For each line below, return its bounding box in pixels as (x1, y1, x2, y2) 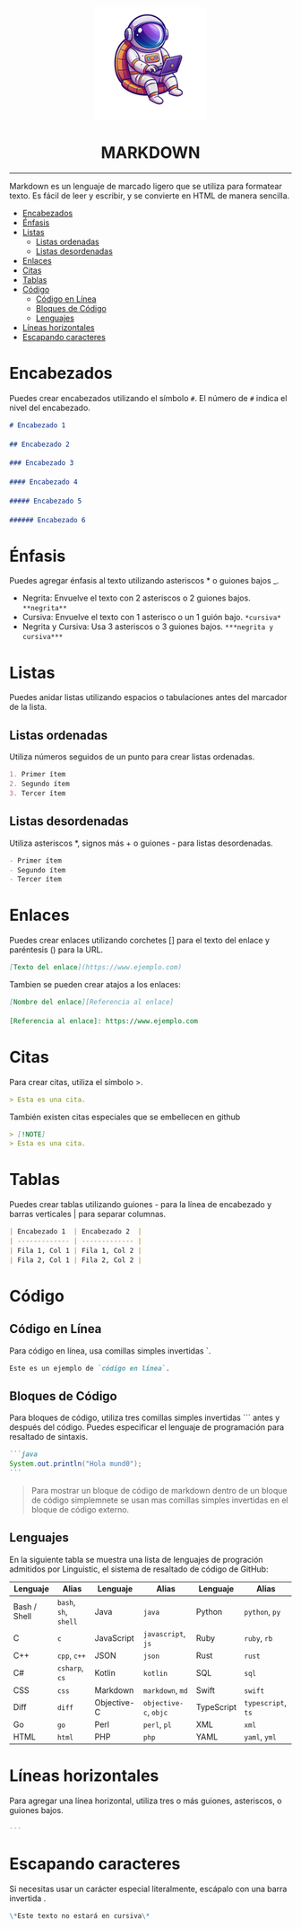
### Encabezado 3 (9, 459, 74, 468)
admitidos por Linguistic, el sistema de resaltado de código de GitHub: (9, 1564, 269, 1574)
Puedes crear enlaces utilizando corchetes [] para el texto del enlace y (9, 935, 271, 946)
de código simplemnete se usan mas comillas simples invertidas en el (30, 1495, 288, 1505)
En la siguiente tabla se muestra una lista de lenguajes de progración (9, 1554, 263, 1565)
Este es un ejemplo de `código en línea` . (9, 1363, 170, 1372)
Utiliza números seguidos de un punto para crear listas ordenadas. (9, 751, 255, 762)
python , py (244, 1606, 281, 1617)
